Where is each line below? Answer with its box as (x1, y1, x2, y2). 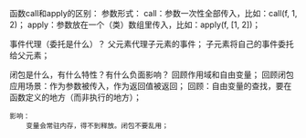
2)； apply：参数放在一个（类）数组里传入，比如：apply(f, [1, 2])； (9, 19, 261, 30)
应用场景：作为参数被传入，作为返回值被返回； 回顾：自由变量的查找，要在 (9, 81, 292, 91)
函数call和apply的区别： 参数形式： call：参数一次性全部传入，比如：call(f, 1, (9, 8, 298, 18)
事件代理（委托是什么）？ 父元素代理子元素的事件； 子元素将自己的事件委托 (9, 39, 294, 49)
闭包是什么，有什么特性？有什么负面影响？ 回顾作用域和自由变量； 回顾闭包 (9, 69, 294, 80)
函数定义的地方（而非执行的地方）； (9, 92, 142, 103)
